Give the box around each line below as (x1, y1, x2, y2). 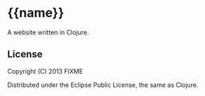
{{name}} (7, 5, 65, 21)
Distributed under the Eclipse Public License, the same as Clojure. (7, 81, 199, 89)
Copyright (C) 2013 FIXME (7, 67, 83, 75)
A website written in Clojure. (7, 28, 89, 36)
